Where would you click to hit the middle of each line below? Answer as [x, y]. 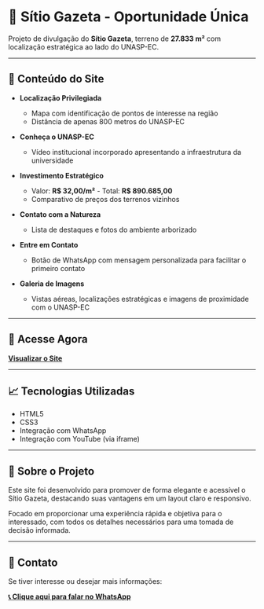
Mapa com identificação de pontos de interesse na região [125, 113]
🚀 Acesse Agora [48, 339]
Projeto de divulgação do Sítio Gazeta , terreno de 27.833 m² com [115, 39]
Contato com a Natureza [60, 214]
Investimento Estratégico [62, 175]
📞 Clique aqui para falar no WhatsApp [70, 596]
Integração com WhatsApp [63, 431]
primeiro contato [58, 268]
